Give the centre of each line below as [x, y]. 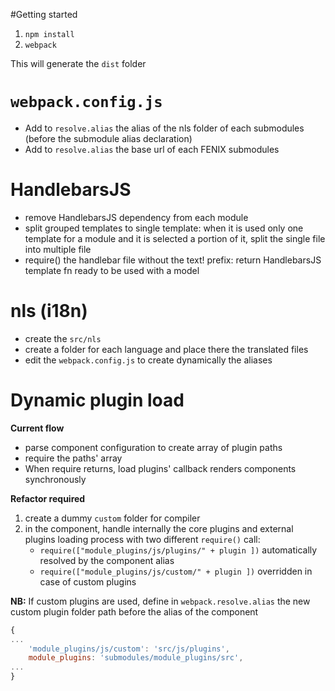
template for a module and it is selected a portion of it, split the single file [175, 238]
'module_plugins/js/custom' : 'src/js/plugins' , [129, 649]
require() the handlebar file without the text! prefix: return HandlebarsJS [173, 260]
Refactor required [48, 498]
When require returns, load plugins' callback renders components [160, 468]
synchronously [55, 479]
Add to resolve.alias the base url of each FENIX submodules [152, 149]
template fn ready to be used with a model [112, 270]
